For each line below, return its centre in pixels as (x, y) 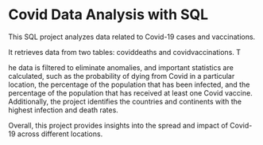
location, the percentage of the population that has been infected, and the (129, 84)
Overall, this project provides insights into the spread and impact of (118, 125)
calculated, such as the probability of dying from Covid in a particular (122, 76)
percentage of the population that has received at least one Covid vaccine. (130, 92)
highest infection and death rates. (64, 110)
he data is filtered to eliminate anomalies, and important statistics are (121, 67)
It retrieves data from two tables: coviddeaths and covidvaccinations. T (124, 52)
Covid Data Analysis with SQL (108, 15)
